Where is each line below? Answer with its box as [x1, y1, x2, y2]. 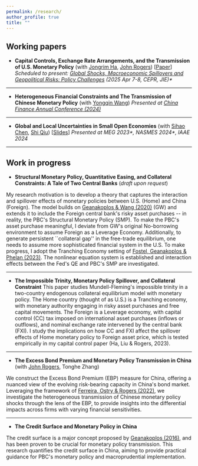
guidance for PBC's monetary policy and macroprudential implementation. [6, 453, 186, 460]
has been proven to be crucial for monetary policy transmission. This [6, 441, 173, 448]
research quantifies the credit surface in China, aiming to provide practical [6, 447, 187, 454]
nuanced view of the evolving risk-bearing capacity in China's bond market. [6, 381, 190, 387]
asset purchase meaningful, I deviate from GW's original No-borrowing [6, 223, 179, 229]
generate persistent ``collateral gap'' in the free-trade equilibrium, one [6, 235, 176, 242]
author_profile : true [6, 14, 60, 20]
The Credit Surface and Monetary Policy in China [14, 423, 137, 430]
